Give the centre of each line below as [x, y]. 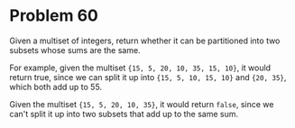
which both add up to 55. [55, 87]
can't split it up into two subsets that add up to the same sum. [124, 114]
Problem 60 [54, 16]
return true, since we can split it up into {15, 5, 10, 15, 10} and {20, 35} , [148, 77]
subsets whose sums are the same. [75, 50]
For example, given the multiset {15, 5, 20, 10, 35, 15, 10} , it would [140, 68]
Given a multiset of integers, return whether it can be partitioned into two [145, 41]
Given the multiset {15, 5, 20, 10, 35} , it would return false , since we [142, 104]
